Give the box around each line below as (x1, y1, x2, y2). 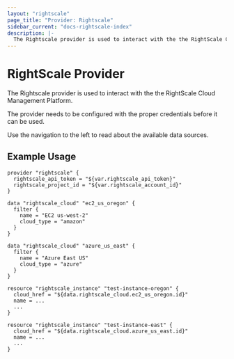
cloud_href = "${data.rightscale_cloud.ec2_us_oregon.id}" (13, 291, 189, 298)
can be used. (7, 118, 45, 126)
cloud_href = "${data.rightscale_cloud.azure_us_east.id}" (13, 328, 189, 335)
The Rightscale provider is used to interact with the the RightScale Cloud (7, 89, 216, 97)
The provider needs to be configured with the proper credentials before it (7, 110, 218, 118)
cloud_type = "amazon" (19, 218, 86, 225)
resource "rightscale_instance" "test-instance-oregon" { (7, 285, 179, 292)
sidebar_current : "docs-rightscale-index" (7, 23, 132, 30)
